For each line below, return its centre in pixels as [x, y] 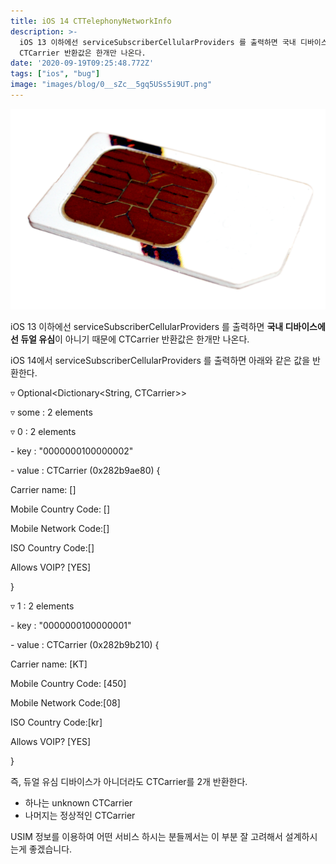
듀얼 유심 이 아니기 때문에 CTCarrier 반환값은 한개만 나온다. [135, 339]
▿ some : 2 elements [51, 412]
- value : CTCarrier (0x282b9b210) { [85, 645]
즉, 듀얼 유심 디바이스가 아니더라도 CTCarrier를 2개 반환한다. [129, 782]
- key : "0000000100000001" [71, 626]
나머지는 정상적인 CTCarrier [80, 816]
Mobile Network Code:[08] [65, 703]
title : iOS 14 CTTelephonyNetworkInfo [91, 21]
